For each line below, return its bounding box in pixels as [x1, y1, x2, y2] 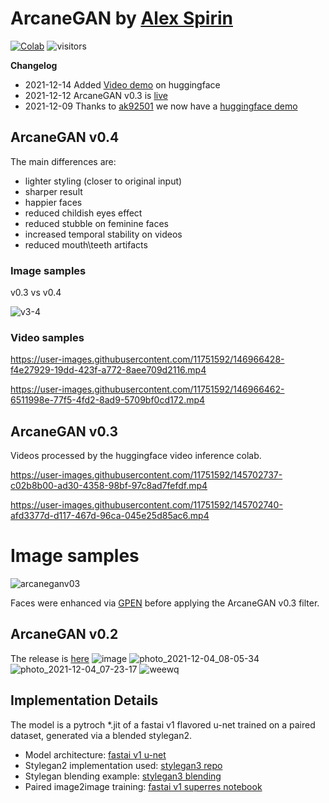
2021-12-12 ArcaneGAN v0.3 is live [24, 89, 168, 101]
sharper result [24, 185, 83, 197]
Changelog [10, 59, 58, 71]
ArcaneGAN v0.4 [10, 129, 120, 146]
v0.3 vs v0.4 [10, 287, 62, 299]
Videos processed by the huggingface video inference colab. [10, 450, 262, 462]
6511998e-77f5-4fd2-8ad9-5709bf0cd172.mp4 [10, 394, 206, 406]
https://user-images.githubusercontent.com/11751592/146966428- [10, 353, 285, 366]
